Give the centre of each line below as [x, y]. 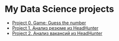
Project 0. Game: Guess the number [49, 23]
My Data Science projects [59, 9]
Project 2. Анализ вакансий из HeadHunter [57, 33]
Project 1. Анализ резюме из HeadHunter [55, 28]
